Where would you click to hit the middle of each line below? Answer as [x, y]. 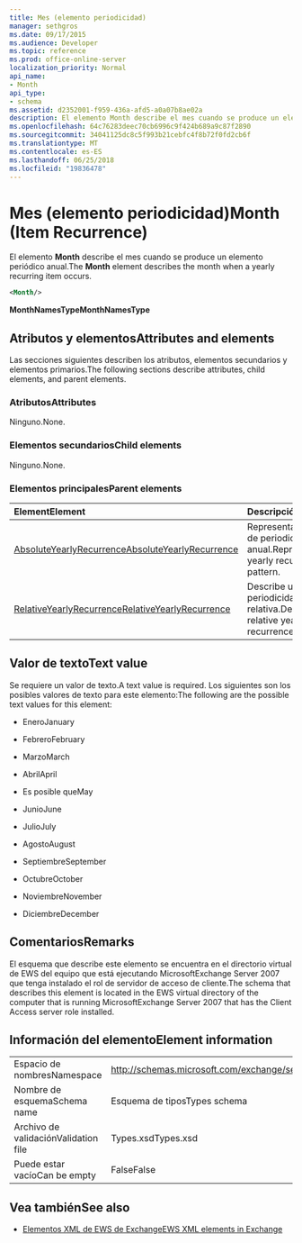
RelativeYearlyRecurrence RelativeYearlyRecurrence [122, 609]
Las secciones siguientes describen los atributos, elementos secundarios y [148, 360]
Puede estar [40, 1165]
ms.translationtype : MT [54, 143]
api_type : [28, 93]
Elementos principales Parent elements [96, 488]
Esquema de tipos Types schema [179, 1102]
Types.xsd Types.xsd [154, 1139]
